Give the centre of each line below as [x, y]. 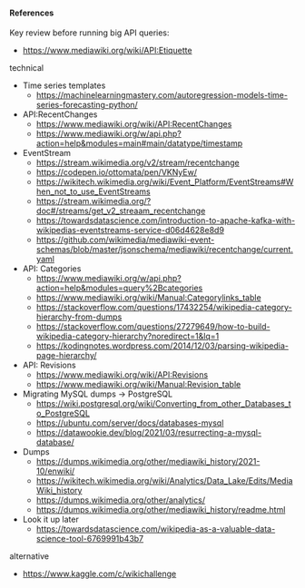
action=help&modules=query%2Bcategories [119, 288]
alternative [30, 556]
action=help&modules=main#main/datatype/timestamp [139, 143]
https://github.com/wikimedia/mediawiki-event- [125, 240]
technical [26, 68]
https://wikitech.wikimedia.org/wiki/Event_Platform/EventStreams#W [165, 182]
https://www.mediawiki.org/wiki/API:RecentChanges [134, 124]
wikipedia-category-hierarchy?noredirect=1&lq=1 [128, 337]
